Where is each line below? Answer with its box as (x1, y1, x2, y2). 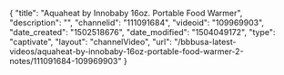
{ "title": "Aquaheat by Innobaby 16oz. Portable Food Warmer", (9, 8, 243, 18)
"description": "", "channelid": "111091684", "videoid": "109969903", (9, 17, 265, 28)
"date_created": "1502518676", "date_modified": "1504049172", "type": (9, 27, 276, 37)
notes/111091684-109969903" (9, 56, 122, 66)
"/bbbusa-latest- (174, 36, 237, 47)
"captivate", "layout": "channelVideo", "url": (9, 36, 173, 47)
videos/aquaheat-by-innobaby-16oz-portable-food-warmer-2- (9, 46, 244, 57)
